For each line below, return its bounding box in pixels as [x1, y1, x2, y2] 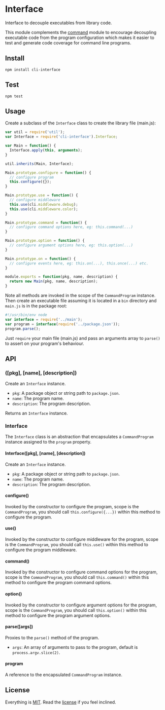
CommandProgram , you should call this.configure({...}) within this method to [5, 509, 161, 515]
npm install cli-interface [5, 67, 61, 72]
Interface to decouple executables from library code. [5, 20, 112, 26]
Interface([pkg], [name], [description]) [5, 450, 86, 456]
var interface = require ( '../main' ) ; [5, 317, 83, 322]
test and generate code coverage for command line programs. [5, 39, 132, 45]
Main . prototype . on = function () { [5, 256, 76, 261]
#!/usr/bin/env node [5, 312, 48, 317]
